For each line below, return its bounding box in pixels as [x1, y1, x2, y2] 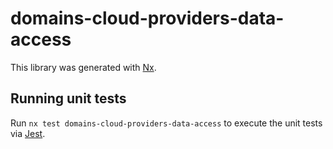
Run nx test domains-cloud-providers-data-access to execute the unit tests [10, 117, 323, 129]
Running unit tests [10, 90, 127, 107]
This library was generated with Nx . [10, 61, 157, 73]
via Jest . [10, 127, 46, 139]
